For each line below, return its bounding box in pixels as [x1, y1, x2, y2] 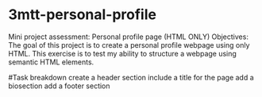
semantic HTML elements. [8, 57, 94, 67]
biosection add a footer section [8, 81, 110, 91]
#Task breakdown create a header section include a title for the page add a [8, 72, 254, 82]
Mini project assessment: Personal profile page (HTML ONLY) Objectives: [8, 32, 249, 41]
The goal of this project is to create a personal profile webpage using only [8, 40, 250, 49]
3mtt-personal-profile [8, 6, 157, 24]
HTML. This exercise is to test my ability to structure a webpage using [8, 48, 237, 58]
